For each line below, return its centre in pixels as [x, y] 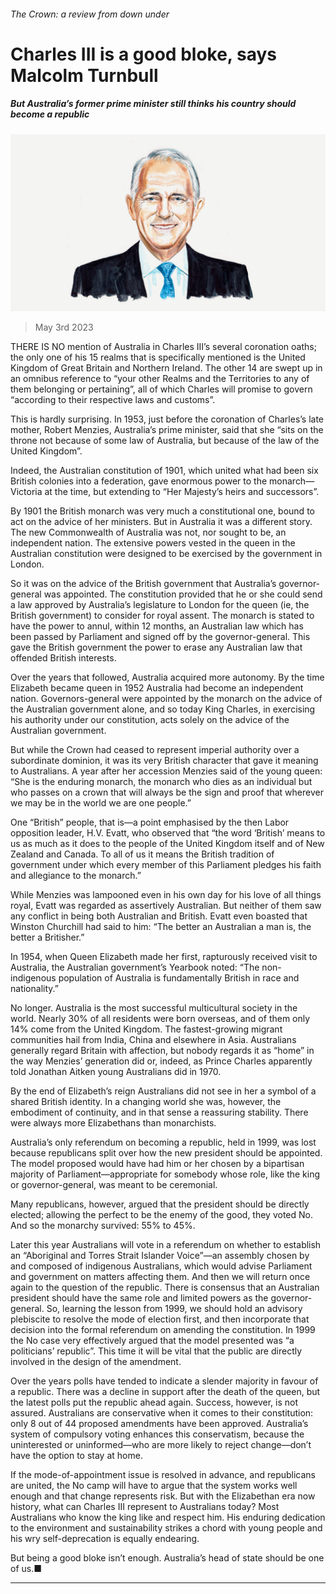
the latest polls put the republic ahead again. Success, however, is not [154, 1402]
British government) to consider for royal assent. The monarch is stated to [162, 616]
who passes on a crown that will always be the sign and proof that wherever [167, 792]
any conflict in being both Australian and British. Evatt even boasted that [159, 916]
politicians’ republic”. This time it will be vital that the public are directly [156, 1351]
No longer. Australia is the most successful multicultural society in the [154, 1008]
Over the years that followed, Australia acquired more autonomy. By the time [167, 677]
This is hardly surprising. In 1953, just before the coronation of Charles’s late [167, 419]
